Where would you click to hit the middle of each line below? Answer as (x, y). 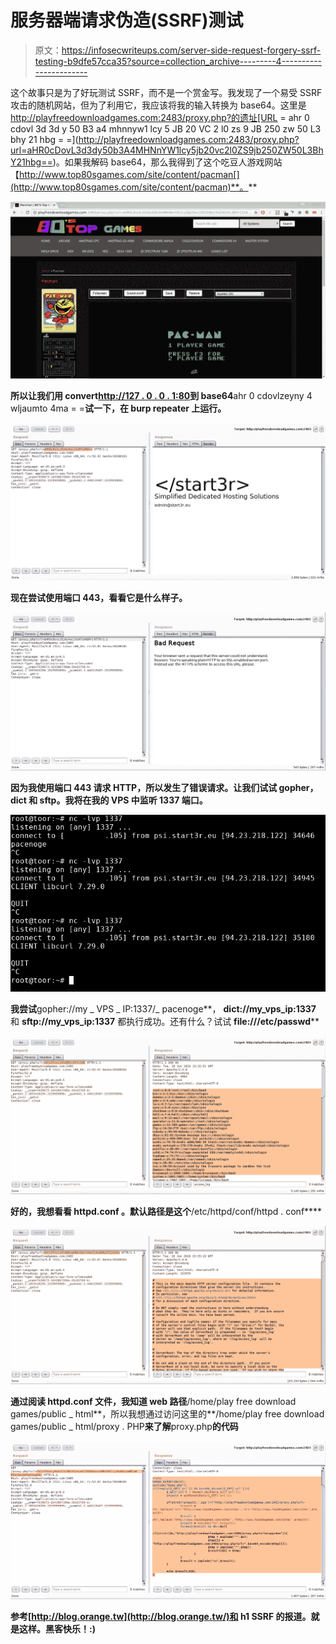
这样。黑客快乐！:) (57, 1629)
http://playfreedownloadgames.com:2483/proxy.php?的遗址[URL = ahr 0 (160, 117)
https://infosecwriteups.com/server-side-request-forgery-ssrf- (191, 50)
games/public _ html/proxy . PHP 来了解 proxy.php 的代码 (124, 1426)
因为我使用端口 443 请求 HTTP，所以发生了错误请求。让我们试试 (144, 788)
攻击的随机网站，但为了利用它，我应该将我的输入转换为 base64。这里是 (158, 105)
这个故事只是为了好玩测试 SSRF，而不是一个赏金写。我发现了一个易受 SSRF (166, 92)
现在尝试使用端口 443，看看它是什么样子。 (99, 597)
